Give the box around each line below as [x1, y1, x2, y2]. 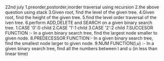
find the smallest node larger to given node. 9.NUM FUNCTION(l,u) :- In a [5, 41, 154, 46]
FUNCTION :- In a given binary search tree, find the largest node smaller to [5, 30, 158, 36]
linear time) [5, 51, 28, 57]
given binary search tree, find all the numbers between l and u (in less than [5, 46, 158, 51]
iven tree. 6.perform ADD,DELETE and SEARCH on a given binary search [5, 20, 152, 25]
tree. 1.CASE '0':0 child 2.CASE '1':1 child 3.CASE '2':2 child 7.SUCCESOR [5, 25, 153, 31]
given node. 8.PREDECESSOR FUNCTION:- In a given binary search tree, [5, 35, 153, 41]
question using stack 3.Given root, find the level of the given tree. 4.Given [5, 9, 155, 15]
